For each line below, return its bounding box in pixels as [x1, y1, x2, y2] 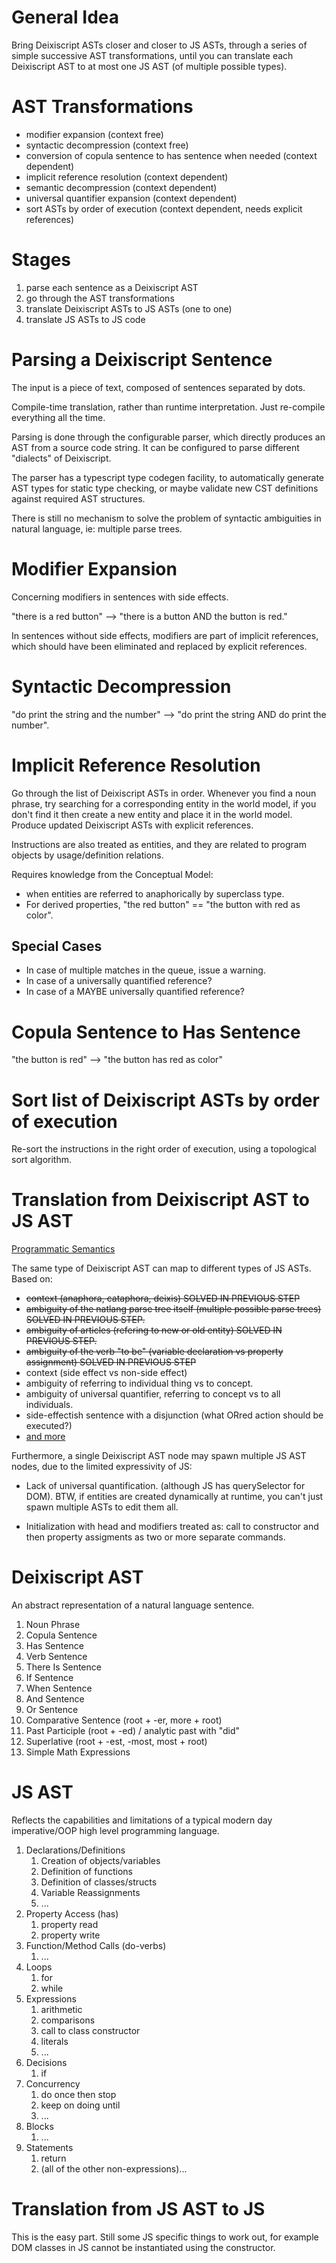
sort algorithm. [11, 1154, 72, 1166]
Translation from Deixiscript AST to [11, 1189, 310, 1211]
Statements [25, 2142, 74, 2154]
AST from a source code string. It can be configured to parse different [11, 441, 300, 453]
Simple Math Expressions [25, 1746, 131, 1758]
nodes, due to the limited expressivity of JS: [11, 1461, 193, 1473]
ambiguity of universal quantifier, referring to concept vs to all [25, 1388, 281, 1400]
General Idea [11, 6, 120, 29]
